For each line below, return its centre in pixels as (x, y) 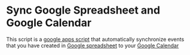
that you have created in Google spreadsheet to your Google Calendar (93, 46)
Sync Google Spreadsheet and (83, 10)
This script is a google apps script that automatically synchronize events (95, 39)
